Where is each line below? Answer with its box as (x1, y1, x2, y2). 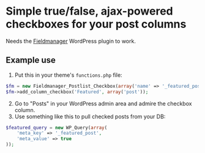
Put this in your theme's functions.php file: (14, 71, 123, 79)
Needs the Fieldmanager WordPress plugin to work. (6, 37, 136, 44)
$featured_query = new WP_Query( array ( (6, 124, 108, 130)
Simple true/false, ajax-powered (6, 4, 173, 18)
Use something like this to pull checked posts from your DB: (14, 113, 166, 120)
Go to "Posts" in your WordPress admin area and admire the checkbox (14, 99, 192, 107)
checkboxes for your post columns (6, 17, 187, 31)
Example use (6, 55, 56, 65)
